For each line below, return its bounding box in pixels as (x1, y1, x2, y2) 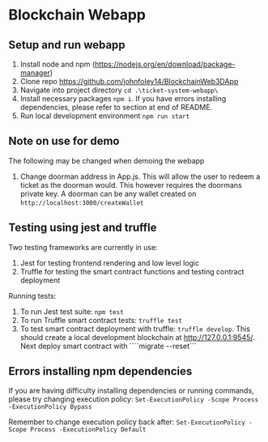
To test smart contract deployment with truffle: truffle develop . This (19, 324, 251, 334)
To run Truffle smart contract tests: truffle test (19, 315, 183, 325)
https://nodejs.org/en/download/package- (94, 59, 236, 69)
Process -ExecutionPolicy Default (29, 426, 147, 434)
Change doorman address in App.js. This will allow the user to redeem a (19, 172, 261, 181)
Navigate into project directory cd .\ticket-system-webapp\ (19, 85, 219, 95)
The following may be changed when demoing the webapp (8, 155, 205, 165)
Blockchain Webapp (8, 6, 147, 24)
